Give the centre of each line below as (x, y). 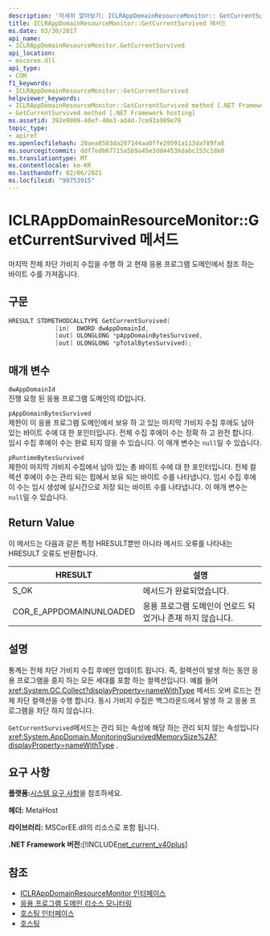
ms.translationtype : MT (48, 158)
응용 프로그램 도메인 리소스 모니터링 (76, 904)
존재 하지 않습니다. (200, 618)
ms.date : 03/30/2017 (43, 31)
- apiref (23, 135)
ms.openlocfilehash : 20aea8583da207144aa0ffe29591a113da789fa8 (117, 143)
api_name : (25, 38)
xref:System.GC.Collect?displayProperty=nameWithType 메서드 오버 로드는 (131, 690)
